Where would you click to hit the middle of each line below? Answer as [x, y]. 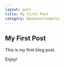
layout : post [18, 9]
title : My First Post [27, 14]
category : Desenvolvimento [32, 18]
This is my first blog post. [30, 50]
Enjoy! [11, 59]
